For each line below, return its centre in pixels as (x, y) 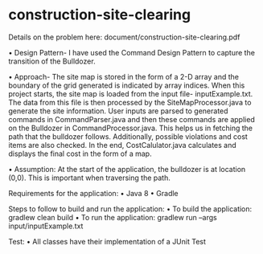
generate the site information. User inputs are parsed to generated (118, 111)
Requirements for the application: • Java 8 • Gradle (93, 193)
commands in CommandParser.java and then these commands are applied (131, 119)
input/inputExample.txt (46, 226)
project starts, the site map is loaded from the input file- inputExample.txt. (131, 93)
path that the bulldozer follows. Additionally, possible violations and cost (128, 136)
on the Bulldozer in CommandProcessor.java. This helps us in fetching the (131, 128)
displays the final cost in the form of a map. (80, 154)
